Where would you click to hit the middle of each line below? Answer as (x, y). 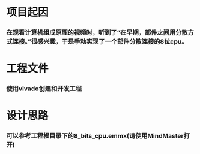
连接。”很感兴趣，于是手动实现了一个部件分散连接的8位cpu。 (100, 41)
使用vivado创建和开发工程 (44, 89)
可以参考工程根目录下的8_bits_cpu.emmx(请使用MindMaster (95, 136)
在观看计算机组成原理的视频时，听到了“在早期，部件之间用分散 (97, 32)
